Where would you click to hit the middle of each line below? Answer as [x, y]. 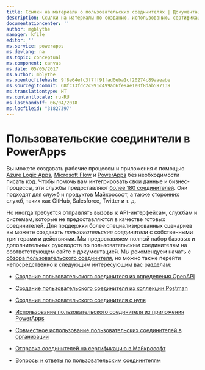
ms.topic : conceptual [34, 57]
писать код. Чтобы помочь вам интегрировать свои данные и [87, 181]
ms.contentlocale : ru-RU [38, 97]
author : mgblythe [28, 29]
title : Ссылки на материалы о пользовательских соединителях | [88, 12]
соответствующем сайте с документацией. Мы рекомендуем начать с [99, 252]
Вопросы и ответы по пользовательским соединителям [88, 360]
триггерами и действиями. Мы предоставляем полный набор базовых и [101, 239]
